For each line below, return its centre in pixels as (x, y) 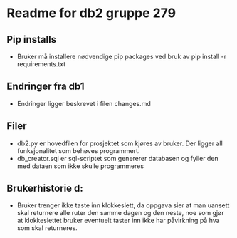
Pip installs (32, 40)
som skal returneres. (47, 228)
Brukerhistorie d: (45, 188)
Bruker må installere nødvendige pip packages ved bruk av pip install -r (122, 56)
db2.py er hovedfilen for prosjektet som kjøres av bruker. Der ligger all (120, 143)
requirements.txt (41, 64)
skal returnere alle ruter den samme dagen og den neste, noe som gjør (121, 213)
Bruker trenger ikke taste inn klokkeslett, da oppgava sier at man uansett (123, 205)
